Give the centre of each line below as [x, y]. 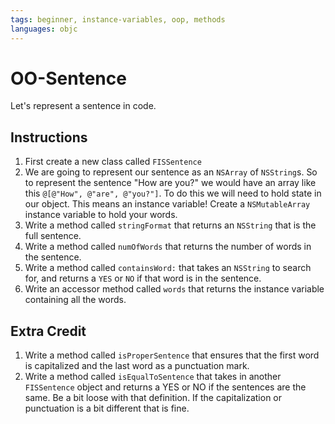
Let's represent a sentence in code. [83, 106]
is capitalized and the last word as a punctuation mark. [137, 366]
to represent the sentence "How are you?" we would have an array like [170, 183]
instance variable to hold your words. [101, 215]
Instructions [49, 137]
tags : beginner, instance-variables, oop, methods [118, 19]
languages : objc [44, 29]
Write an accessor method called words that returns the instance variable [174, 289]
